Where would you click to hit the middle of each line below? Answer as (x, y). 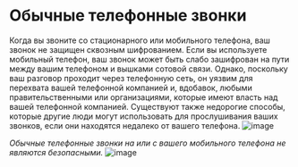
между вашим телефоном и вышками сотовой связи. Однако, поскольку (149, 69)
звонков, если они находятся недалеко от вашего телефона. (125, 125)
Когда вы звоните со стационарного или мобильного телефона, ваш (140, 40)
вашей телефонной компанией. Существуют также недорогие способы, (148, 106)
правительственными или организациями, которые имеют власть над (144, 97)
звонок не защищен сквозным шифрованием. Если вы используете (138, 49)
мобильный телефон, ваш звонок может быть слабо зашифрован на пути (149, 59)
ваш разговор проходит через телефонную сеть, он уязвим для (131, 78)
